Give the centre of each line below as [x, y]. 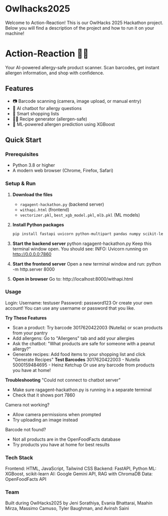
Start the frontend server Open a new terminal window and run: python [87, 264]
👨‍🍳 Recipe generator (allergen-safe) [50, 119]
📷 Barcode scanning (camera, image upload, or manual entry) [77, 101]
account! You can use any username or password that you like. [70, 308]
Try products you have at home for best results [61, 444]
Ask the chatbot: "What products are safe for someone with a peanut [84, 343]
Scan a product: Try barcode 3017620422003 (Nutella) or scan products [88, 327]
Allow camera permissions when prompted [57, 414]
